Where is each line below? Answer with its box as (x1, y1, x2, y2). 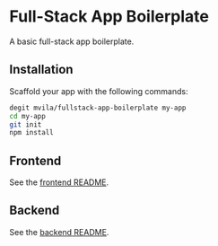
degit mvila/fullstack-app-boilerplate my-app (9, 103, 187, 112)
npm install (9, 128, 54, 137)
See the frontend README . (9, 177, 109, 188)
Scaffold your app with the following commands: (9, 85, 188, 96)
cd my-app (9, 111, 47, 120)
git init (9, 119, 42, 129)
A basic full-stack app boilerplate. (9, 36, 135, 47)
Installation (9, 62, 74, 77)
